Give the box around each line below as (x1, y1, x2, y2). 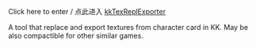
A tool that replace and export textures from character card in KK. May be (8, 23, 248, 31)
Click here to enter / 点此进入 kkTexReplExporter (8, 7, 166, 16)
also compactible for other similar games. (8, 31, 144, 40)
